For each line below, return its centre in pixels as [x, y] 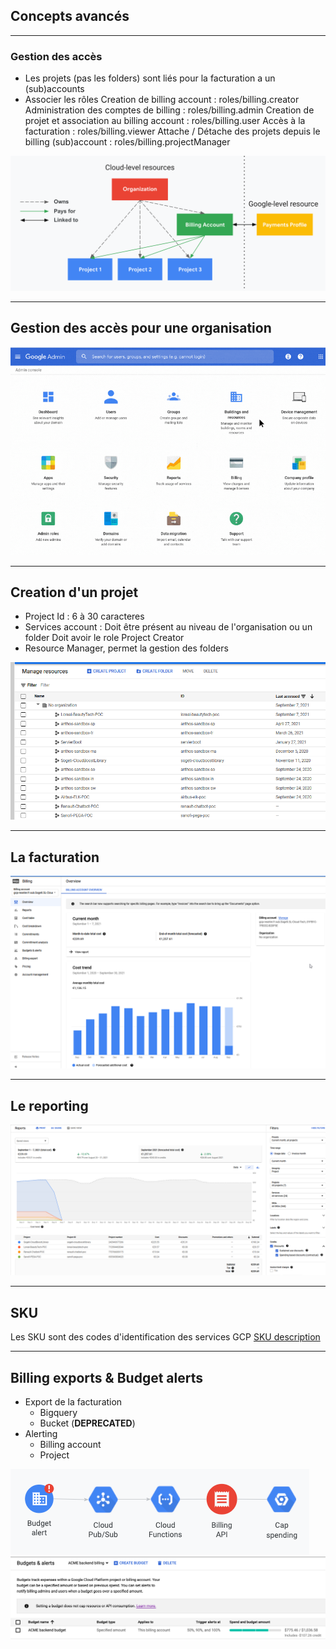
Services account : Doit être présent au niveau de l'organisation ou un [168, 627]
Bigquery [58, 1412]
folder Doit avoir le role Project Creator [104, 638]
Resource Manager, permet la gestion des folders [126, 648]
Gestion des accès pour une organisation [141, 328]
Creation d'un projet [74, 592]
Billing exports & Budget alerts [106, 1377]
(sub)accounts [54, 89]
